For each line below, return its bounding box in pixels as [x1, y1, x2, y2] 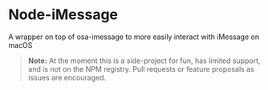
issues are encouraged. [27, 72, 107, 82]
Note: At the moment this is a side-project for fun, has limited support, [27, 56, 261, 65]
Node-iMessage [8, 6, 119, 24]
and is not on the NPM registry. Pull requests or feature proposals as [27, 64, 254, 73]
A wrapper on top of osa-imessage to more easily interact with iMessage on [8, 32, 259, 41]
